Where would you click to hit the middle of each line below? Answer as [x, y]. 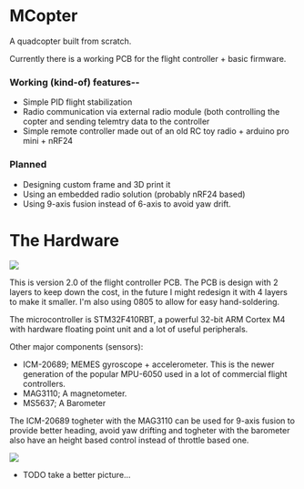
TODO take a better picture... [76, 475]
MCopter [44, 16]
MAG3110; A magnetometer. [75, 393]
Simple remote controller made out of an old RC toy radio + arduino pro [156, 131]
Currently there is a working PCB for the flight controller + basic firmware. [148, 58]
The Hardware [65, 240]
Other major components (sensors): [76, 347]
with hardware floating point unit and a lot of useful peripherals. [129, 330]
